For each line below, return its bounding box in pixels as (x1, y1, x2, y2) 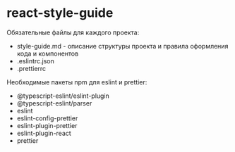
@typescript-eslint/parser (16, 99, 92, 107)
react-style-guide (6, 5, 114, 21)
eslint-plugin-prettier (16, 121, 78, 129)
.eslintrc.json (16, 56, 54, 65)
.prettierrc (16, 64, 47, 72)
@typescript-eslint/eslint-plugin (16, 91, 110, 100)
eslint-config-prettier (16, 114, 78, 122)
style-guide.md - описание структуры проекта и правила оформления (16, 42, 229, 50)
